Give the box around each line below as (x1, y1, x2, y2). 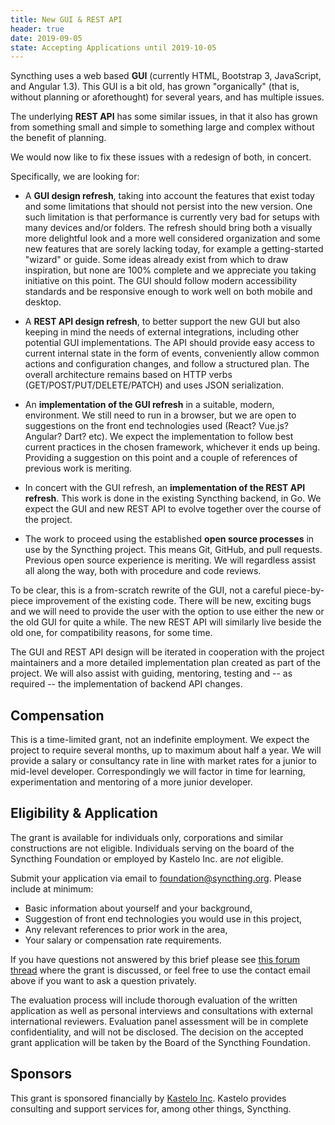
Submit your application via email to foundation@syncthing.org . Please (10, 872, 302, 884)
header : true (10, 24, 65, 34)
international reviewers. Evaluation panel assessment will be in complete (10, 1015, 309, 1027)
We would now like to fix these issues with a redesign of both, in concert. (10, 151, 312, 163)
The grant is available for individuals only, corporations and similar (10, 831, 284, 843)
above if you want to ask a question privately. (10, 974, 197, 986)
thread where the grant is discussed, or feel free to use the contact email (10, 964, 311, 976)
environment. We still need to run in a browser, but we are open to (24, 409, 297, 421)
